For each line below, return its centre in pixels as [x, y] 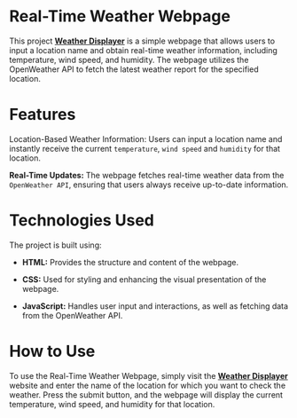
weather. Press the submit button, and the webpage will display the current [146, 394]
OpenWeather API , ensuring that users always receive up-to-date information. [149, 185]
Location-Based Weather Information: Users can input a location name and [146, 138]
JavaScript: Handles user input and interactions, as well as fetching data [155, 306]
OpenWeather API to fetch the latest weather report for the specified [134, 69]
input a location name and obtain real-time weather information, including [143, 50]
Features [43, 115]
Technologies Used [82, 221]
